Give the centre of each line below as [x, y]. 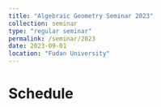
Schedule [41, 94]
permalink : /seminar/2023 [52, 39]
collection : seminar [43, 24]
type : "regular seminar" [50, 31]
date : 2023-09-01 [38, 46]
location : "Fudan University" [59, 53]
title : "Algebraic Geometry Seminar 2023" [81, 16]
